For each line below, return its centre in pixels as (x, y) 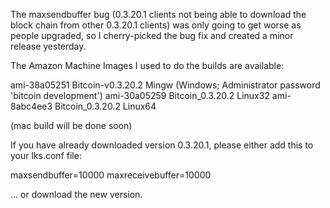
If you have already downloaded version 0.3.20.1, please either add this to (162, 145)
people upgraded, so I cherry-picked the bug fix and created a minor (152, 35)
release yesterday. (48, 46)
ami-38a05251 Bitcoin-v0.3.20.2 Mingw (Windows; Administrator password (165, 85)
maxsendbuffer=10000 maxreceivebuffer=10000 (111, 175)
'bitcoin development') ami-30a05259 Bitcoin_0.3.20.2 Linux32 (140, 95)
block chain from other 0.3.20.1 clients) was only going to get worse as (156, 25)
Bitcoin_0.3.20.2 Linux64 (105, 106)
